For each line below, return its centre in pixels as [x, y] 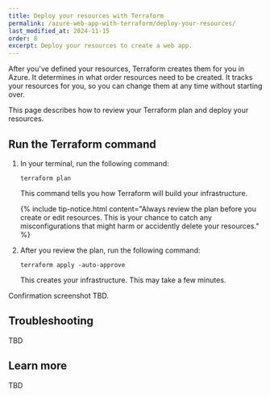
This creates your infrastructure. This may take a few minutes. [123, 280]
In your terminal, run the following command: [94, 163]
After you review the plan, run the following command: [110, 250]
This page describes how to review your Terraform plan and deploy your [129, 111]
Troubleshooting [51, 321]
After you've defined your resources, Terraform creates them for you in [127, 69]
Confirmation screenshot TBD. [58, 295]
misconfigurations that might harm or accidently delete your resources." [139, 226]
